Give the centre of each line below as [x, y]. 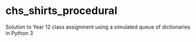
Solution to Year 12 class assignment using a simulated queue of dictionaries [98, 27]
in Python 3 [19, 33]
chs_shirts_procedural [62, 11]
